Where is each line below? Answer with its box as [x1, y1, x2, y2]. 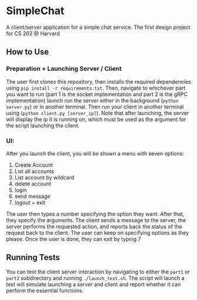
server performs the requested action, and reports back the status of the [6, 223, 182, 230]
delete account [14, 180, 52, 187]
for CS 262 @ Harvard [6, 29, 60, 37]
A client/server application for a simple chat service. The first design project [6, 24, 191, 31]
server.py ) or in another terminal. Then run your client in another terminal [6, 103, 184, 110]
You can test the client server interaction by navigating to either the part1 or [6, 268, 190, 275]
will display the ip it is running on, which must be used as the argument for [6, 116, 186, 123]
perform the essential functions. [6, 287, 84, 294]
